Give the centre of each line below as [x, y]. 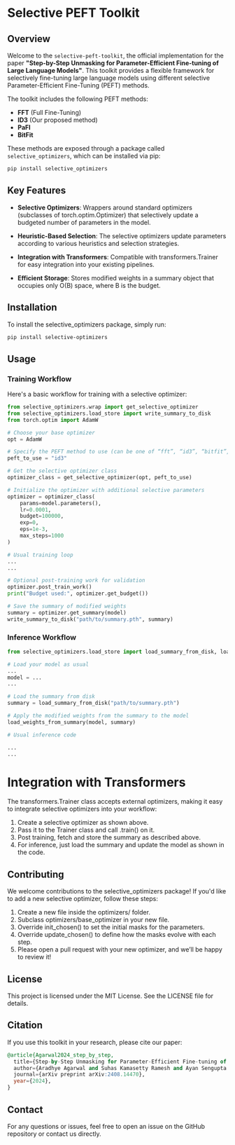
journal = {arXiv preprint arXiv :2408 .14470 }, [79, 1075]
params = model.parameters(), [60, 503]
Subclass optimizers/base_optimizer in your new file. [93, 920]
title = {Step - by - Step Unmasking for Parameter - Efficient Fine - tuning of [120, 1062]
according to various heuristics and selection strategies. [98, 243]
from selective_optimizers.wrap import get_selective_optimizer [103, 407]
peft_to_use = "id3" [37, 458]
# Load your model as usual [48, 664]
